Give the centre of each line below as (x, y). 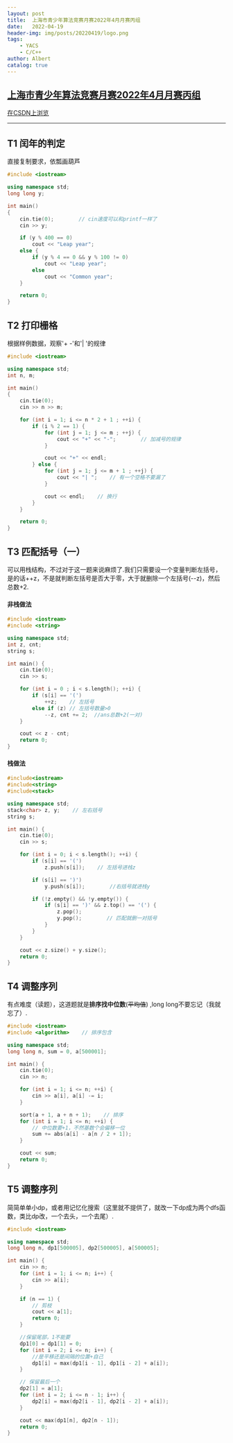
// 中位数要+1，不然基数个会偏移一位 (79, 1127)
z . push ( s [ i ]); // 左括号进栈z (90, 867)
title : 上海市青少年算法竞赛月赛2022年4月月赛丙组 (74, 20)
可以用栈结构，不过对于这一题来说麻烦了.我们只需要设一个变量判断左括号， (114, 570)
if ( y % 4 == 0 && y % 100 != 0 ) (80, 257)
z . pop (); (69, 912)
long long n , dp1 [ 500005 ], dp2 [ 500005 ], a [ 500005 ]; (83, 1248)
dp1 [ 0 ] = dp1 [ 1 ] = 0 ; (51, 1343)
